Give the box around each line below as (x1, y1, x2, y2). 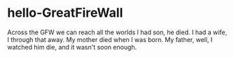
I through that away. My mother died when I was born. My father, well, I (7, 35, 213, 43)
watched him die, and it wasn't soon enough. (7, 43, 137, 51)
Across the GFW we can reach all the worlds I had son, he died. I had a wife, (7, 28, 228, 36)
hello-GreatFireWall (7, 5, 123, 21)
